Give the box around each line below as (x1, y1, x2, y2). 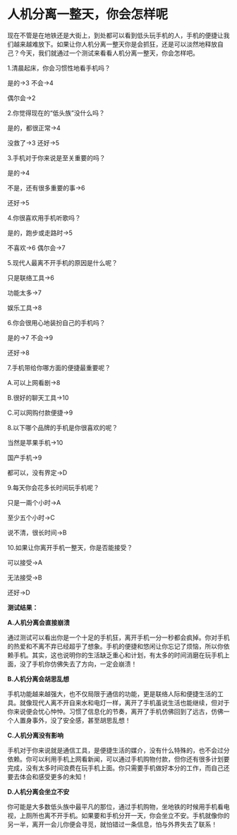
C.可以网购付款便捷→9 (7, 408, 73, 417)
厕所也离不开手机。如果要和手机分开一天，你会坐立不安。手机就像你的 (25, 811, 230, 819)
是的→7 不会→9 (7, 333, 54, 342)
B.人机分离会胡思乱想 (7, 674, 69, 683)
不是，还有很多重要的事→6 (7, 183, 86, 192)
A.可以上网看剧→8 (7, 378, 61, 386)
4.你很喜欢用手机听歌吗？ (7, 213, 81, 222)
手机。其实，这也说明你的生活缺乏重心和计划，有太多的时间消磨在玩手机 (13, 650, 224, 659)
